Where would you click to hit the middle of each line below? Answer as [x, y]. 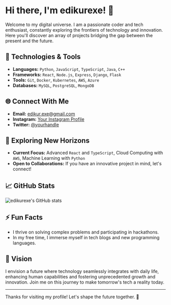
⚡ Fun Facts [24, 217]
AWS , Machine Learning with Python [49, 158]
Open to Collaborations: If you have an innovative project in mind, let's [87, 164]
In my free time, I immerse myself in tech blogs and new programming [86, 237]
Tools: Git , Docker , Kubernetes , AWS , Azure [56, 80]
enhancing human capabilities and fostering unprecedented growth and [80, 276]
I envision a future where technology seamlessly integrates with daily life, [82, 271]
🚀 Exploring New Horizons [48, 141]
